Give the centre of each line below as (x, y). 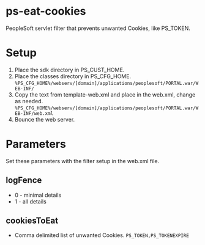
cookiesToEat (32, 221)
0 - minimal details (38, 195)
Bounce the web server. (45, 119)
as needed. (29, 101)
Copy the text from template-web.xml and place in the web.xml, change (105, 94)
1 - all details (30, 201)
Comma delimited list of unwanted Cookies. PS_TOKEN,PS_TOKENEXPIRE (102, 235)
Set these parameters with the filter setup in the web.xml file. (83, 161)
